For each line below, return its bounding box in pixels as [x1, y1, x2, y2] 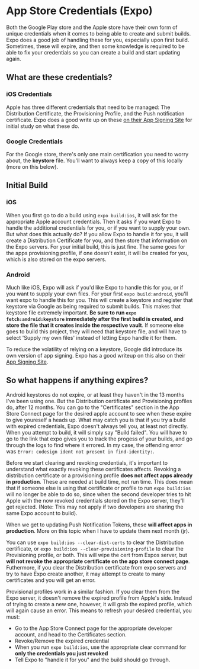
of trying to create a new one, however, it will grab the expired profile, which [6, 600, 192, 607]
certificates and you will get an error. [6, 576, 96, 584]
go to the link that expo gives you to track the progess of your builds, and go [6, 435, 192, 442]
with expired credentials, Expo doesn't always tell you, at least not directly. [6, 422, 188, 430]
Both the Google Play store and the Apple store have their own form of [6, 24, 178, 31]
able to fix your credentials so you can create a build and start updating [6, 49, 181, 56]
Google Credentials [6, 137, 63, 146]
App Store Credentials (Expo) [6, 4, 153, 18]
